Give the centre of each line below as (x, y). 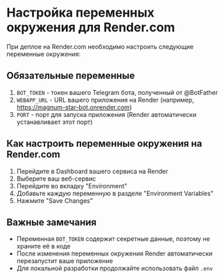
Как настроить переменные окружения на (104, 144)
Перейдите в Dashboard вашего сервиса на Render (92, 171)
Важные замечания (52, 222)
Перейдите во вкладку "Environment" (72, 186)
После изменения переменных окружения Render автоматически (114, 253)
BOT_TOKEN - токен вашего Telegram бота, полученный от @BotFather (117, 92)
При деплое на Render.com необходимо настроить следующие (100, 46)
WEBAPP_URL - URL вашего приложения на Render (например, (105, 100)
